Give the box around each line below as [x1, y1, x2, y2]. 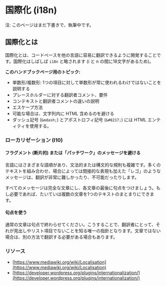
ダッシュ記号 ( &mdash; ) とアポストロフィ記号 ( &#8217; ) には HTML [12, 116, 147, 122]
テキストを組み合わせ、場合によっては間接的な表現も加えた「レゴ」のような [5, 168, 161, 174]
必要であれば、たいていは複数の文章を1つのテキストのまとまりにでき [9, 191, 150, 197]
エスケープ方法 [12, 104, 43, 110]
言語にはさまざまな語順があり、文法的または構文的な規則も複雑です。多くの [5, 162, 161, 168]
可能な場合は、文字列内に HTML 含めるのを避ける [12, 110, 114, 116]
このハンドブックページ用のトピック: [5, 69, 81, 75]
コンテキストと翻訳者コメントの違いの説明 [12, 98, 100, 104]
